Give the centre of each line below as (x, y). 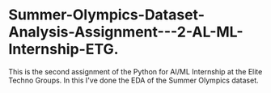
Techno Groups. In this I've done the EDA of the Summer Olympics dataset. (133, 80)
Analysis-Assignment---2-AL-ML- (126, 32)
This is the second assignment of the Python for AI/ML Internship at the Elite (135, 71)
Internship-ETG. (64, 49)
